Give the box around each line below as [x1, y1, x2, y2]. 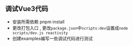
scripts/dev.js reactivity [12, 30, 68, 36]
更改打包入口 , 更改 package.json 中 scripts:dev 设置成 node [12, 25, 129, 31]
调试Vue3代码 [5, 4, 48, 13]
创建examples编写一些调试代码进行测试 [12, 35, 93, 41]
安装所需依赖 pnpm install [12, 19, 65, 25]
